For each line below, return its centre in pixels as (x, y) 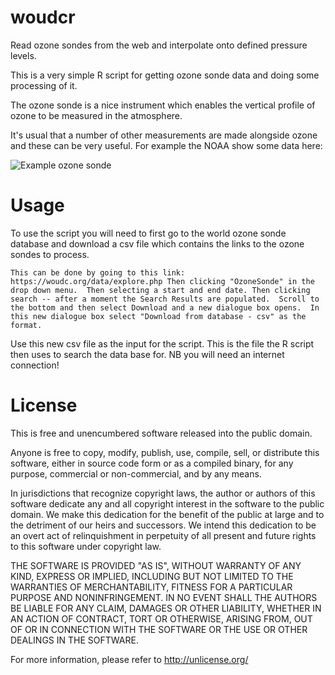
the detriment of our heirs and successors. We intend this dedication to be (163, 525)
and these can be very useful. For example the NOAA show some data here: (166, 145)
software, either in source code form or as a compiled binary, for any (152, 463)
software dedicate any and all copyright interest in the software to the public (167, 503)
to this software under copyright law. (86, 546)
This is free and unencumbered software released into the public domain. (161, 433)
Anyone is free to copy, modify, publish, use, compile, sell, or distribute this (165, 452)
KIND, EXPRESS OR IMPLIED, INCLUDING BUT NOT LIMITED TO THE (152, 576)
